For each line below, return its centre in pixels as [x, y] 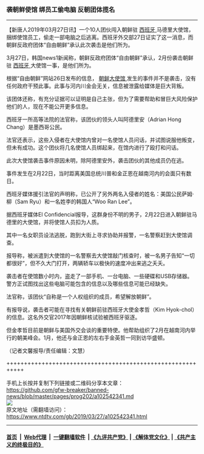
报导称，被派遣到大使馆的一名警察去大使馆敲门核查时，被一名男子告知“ [95, 256]
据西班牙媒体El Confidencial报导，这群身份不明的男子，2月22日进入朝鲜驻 [99, 215]
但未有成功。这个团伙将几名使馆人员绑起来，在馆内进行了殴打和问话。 [94, 148]
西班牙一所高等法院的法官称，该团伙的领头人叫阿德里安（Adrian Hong [94, 119]
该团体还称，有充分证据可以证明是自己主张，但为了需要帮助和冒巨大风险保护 [102, 99]
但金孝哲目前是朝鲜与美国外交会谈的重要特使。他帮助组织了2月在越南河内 [98, 330]
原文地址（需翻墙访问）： [37, 410]
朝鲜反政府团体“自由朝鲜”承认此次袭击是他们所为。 [70, 45]
